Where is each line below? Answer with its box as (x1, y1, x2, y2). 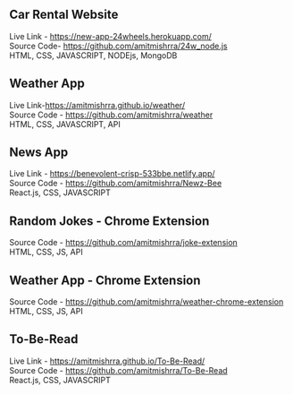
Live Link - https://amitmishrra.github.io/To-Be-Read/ (9, 355, 205, 366)
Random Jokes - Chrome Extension (9, 213, 210, 228)
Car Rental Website (9, 7, 119, 22)
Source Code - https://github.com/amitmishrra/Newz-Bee (9, 178, 222, 189)
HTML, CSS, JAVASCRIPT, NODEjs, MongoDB (9, 49, 178, 61)
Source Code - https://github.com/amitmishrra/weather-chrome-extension (9, 296, 284, 307)
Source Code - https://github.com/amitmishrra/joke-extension (9, 237, 239, 248)
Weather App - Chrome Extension (9, 272, 201, 287)
